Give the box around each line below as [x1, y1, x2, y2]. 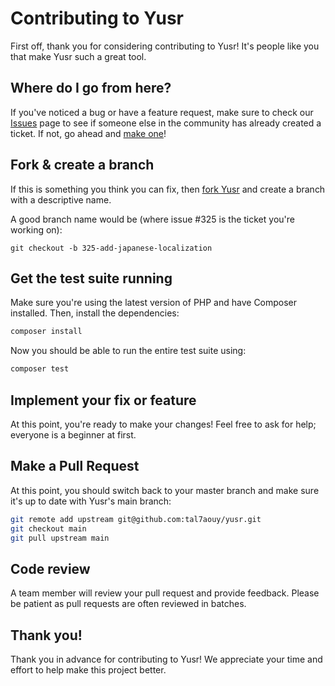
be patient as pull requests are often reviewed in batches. [10, 598, 247, 610]
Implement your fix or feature [10, 392, 197, 409]
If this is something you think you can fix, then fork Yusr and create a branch [10, 183, 326, 195]
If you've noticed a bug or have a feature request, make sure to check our [10, 106, 314, 118]
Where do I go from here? [10, 80, 172, 97]
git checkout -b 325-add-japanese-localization [10, 243, 213, 253]
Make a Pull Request [10, 458, 140, 475]
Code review [10, 560, 91, 577]
